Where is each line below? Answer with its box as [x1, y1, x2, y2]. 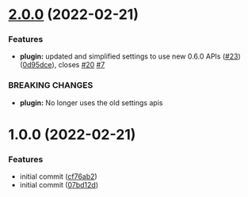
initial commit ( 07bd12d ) [19, 180, 99, 190]
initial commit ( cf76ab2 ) [19, 172, 97, 181]
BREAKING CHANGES [8, 80, 93, 91]
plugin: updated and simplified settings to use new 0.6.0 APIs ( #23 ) [19, 51, 241, 61]
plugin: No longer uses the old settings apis [19, 97, 163, 108]
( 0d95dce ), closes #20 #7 [19, 60, 105, 70]
